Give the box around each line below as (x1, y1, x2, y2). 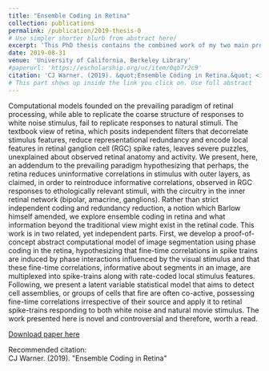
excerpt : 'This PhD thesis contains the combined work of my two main (8, 42, 249, 50)
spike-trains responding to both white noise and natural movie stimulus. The (8, 305, 259, 315)
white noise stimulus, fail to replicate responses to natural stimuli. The (8, 118, 239, 127)
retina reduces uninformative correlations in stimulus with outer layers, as (8, 169, 251, 179)
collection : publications (8, 19, 94, 27)
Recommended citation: (8, 345, 87, 354)
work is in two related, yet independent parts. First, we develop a (8, 228, 223, 238)
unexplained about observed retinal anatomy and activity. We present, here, (8, 151, 259, 161)
